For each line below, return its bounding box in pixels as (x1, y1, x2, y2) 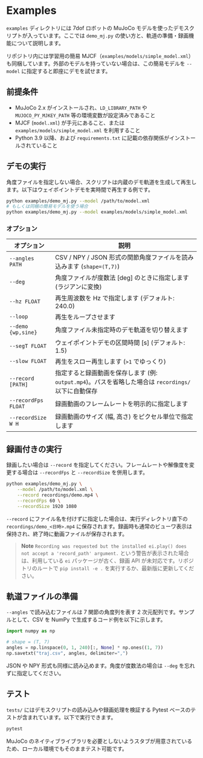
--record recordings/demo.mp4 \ (17, 492, 98, 498)
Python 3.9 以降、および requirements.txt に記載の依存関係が (14, 134, 170, 141)
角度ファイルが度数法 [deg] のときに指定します (55, 274, 189, 282)
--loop (9, 313, 28, 320)
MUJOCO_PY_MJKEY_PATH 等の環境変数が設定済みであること (14, 111, 156, 118)
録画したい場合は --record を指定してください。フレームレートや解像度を (6, 461, 189, 469)
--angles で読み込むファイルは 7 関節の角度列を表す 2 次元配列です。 (6, 608, 179, 616)
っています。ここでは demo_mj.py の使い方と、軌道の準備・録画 (32, 31, 189, 39)
